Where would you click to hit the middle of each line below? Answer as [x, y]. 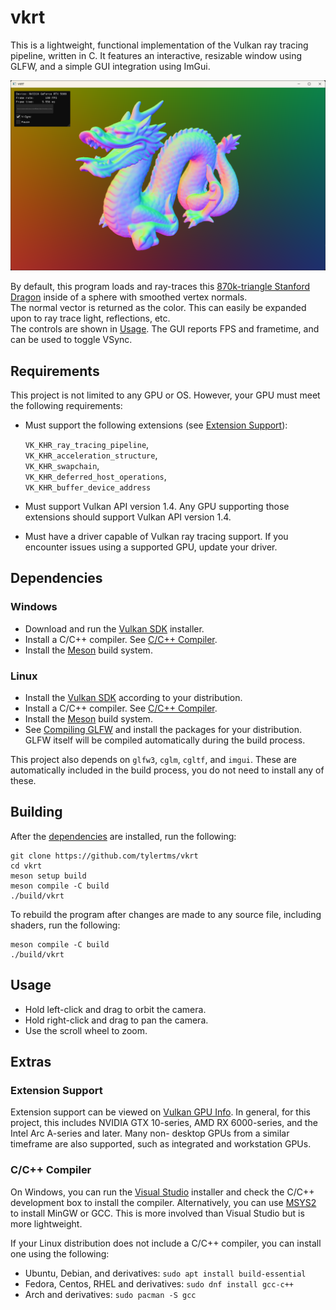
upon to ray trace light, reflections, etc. [90, 318]
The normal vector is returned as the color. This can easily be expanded [158, 308]
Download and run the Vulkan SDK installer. [114, 628]
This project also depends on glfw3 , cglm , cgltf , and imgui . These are [153, 759]
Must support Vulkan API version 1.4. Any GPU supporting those [157, 506]
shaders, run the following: [65, 925]
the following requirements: [66, 405]
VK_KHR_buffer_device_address [88, 487]
